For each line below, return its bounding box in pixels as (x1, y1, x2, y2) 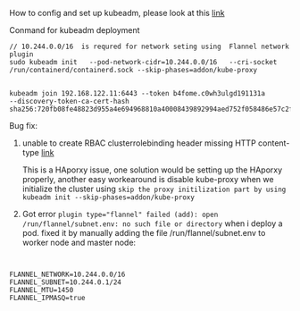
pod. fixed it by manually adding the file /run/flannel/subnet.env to (21, 228, 266, 238)
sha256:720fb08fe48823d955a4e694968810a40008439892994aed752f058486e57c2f (9, 105, 294, 113)
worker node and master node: (21, 237, 137, 248)
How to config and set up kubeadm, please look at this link (9, 8, 225, 18)
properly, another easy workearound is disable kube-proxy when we (21, 174, 274, 184)
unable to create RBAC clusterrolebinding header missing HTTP (21, 138, 256, 148)
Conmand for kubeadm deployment (9, 25, 140, 35)
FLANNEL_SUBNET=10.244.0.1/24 (9, 278, 122, 287)
